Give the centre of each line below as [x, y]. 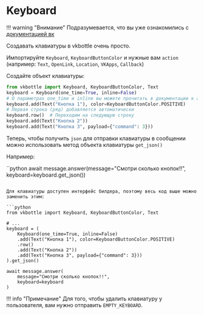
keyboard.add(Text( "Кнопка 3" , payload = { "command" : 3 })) [80, 127]
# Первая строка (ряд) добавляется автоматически [70, 110]
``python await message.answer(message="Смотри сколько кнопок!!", [96, 168]
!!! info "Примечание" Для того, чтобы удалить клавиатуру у [84, 299]
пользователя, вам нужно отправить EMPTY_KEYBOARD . [75, 305]
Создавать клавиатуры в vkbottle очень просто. [68, 46]
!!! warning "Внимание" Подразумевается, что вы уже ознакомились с [98, 27]
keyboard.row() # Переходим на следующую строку [70, 115]
